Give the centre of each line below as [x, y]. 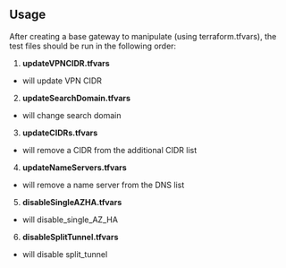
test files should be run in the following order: [93, 46]
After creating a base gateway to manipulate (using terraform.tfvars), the [143, 36]
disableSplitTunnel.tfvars [70, 237]
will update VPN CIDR [62, 81]
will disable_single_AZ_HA [70, 220]
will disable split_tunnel [65, 254]
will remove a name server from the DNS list [103, 185]
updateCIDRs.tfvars [60, 133]
